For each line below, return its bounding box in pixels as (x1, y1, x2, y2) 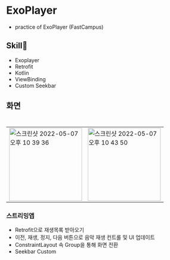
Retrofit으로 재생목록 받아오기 (14, 227, 85, 234)
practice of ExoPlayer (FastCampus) (14, 23, 104, 30)
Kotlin (14, 69, 29, 77)
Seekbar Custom (14, 248, 57, 255)
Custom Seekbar (14, 82, 57, 89)
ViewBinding (14, 75, 46, 82)
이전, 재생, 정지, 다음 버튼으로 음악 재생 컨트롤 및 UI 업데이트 (14, 234, 155, 241)
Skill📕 (6, 41, 28, 51)
